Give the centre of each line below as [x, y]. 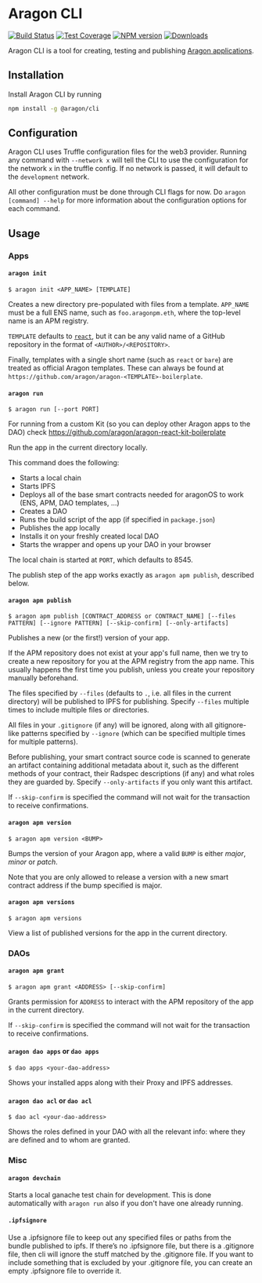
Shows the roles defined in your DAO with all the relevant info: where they [127, 1132]
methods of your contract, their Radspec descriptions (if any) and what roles [131, 774]
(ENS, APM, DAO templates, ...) [69, 503]
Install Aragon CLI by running [55, 94]
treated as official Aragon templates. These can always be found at [116, 368]
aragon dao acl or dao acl [50, 1100]
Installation [36, 75]
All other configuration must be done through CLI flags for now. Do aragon [127, 192]
